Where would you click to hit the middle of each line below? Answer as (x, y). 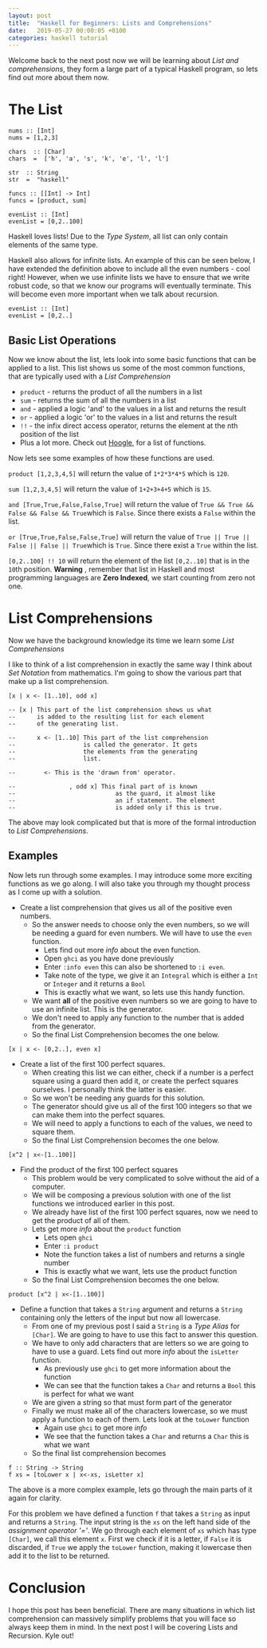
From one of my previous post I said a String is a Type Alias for (136, 1326)
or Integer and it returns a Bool (94, 983)
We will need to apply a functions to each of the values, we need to (142, 1123)
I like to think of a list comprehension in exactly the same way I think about (130, 664)
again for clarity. (35, 1498)
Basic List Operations (63, 340)
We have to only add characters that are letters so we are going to (140, 1343)
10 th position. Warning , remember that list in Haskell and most (112, 569)
